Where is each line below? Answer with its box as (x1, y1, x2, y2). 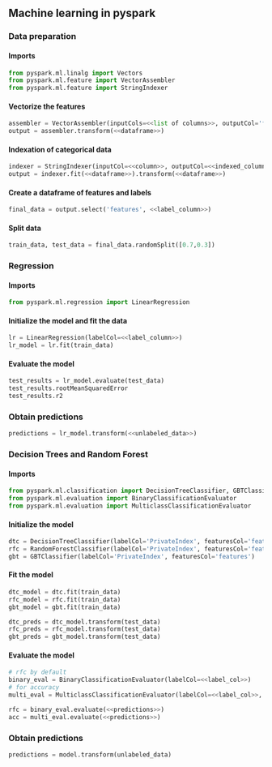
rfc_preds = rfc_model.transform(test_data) (8, 625, 161, 633)
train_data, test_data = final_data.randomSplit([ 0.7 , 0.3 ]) (8, 241, 216, 250)
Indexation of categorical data (8, 144, 112, 154)
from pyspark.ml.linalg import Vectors (8, 69, 143, 77)
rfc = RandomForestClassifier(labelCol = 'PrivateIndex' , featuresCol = (8, 545, 249, 553)
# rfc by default (8, 668, 67, 676)
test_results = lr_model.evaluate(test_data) (8, 377, 164, 385)
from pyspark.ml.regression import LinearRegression (8, 298, 190, 306)
